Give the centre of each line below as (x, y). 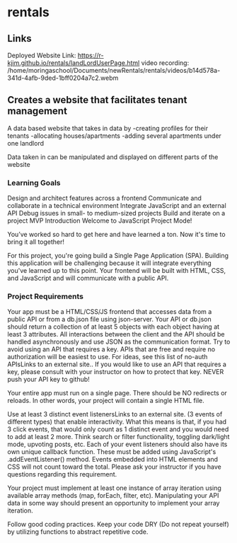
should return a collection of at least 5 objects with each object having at (114, 327)
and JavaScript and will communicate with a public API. (88, 278)
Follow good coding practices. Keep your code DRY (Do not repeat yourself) (118, 525)
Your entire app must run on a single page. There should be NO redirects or (117, 393)
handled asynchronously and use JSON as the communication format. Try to (119, 342)
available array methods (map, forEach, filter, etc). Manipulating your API (113, 496)
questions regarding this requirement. (62, 474)
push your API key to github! (48, 380)
